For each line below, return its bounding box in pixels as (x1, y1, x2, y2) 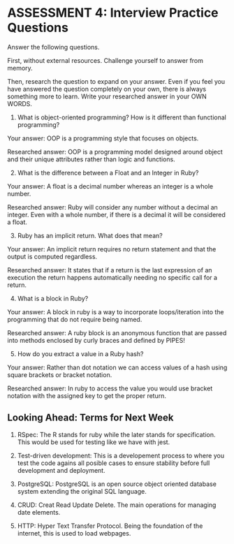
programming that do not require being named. (7, 315, 142, 323)
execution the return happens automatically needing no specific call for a (7, 273, 218, 281)
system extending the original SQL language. (17, 487, 147, 495)
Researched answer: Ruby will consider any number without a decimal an (7, 203, 218, 211)
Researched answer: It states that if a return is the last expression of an (7, 265, 212, 274)
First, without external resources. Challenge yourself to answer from (7, 56, 204, 64)
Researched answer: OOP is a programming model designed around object (7, 147, 224, 156)
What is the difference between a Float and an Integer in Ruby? (17, 168, 199, 177)
